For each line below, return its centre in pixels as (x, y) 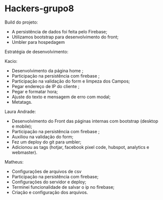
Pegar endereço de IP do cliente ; (45, 86)
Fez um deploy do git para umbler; (46, 142)
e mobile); (22, 126)
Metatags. (22, 102)
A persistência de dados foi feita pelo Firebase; (59, 31)
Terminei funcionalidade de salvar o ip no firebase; (63, 187)
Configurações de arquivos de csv (47, 171)
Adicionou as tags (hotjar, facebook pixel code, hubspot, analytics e (80, 147)
